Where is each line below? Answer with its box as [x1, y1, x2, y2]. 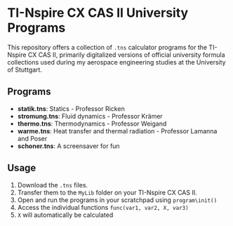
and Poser [17, 134, 48, 142]
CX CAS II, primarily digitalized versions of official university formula [27, 51, 226, 59]
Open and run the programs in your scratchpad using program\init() [17, 195, 218, 204]
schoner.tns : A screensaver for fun [17, 142, 121, 150]
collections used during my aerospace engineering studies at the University [7, 58, 226, 66]
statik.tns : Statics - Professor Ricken [17, 104, 125, 113]
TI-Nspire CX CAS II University [7, 5, 189, 21]
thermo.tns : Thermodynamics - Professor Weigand [17, 119, 167, 128]
